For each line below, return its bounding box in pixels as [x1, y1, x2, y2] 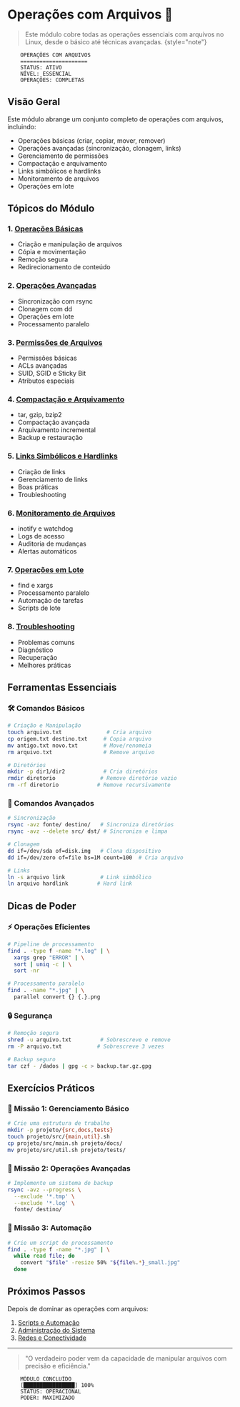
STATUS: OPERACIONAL [20, 1388, 81, 1395]
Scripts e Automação [17, 1318, 80, 1327]
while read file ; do [14, 1253, 75, 1260]
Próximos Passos [7, 1286, 86, 1298]
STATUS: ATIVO [20, 64, 62, 71]
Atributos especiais [17, 376, 75, 385]
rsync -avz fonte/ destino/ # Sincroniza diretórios [7, 821, 174, 828]
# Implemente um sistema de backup [7, 1179, 114, 1186]
